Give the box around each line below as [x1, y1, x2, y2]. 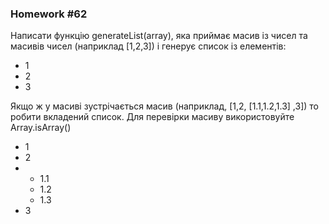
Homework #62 [10, 7, 88, 21]
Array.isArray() [10, 122, 72, 134]
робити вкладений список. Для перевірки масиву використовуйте [10, 111, 295, 123]
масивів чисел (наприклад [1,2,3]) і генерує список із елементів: [10, 40, 287, 52]
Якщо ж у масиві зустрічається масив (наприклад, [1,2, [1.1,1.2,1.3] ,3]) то [10, 100, 319, 112]
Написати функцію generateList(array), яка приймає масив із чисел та [10, 30, 308, 42]
